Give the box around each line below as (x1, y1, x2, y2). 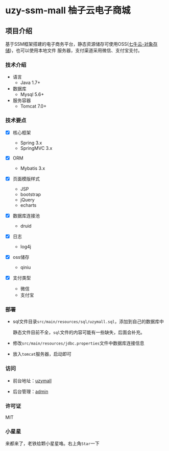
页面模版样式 (12, 175, 40, 181)
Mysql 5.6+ (20, 91, 44, 97)
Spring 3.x (20, 140, 42, 146)
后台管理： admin (12, 388, 49, 394)
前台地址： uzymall (12, 378, 52, 384)
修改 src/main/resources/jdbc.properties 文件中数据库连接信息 (12, 340, 144, 347)
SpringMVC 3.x (20, 145, 53, 151)
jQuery (20, 197, 35, 203)
